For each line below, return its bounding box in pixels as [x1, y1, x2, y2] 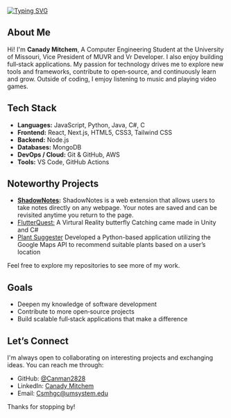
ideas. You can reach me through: [7, 361, 104, 369]
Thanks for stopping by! [7, 403, 76, 411]
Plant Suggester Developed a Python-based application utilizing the [17, 233, 212, 241]
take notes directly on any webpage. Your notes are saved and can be [17, 204, 217, 212]
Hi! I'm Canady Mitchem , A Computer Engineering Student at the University [7, 45, 224, 54]
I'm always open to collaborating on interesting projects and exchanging [7, 353, 214, 362]
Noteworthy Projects [7, 178, 99, 190]
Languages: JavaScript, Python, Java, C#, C [17, 120, 146, 129]
